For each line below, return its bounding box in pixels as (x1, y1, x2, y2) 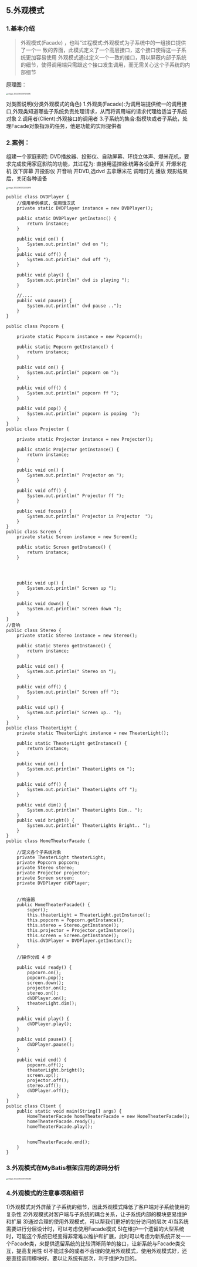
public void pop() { (16, 406, 67, 411)
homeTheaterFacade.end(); (27, 1139, 91, 1145)
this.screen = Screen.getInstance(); (27, 932, 119, 938)
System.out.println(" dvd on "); (27, 241, 109, 247)
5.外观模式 (6, 5, 45, 16)
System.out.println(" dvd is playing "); (27, 277, 130, 283)
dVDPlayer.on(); (27, 995, 67, 1001)
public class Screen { (6, 529, 62, 535)
